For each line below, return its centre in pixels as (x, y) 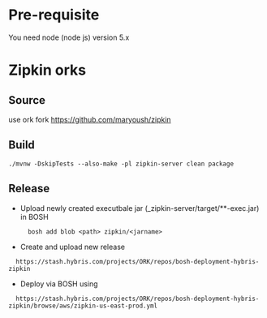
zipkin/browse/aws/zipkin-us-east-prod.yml (83, 306)
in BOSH (34, 217)
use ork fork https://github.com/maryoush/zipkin (90, 119)
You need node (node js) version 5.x (69, 37)
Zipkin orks (47, 70)
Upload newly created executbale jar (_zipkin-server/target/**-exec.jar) (140, 208)
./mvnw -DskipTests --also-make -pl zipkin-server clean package (121, 164)
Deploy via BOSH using (59, 284)
